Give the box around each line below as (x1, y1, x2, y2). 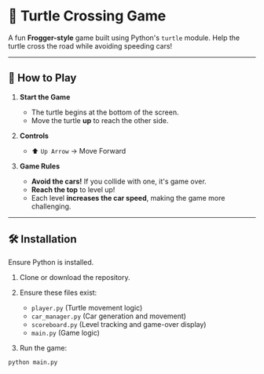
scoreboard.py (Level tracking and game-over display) (31, 319, 207, 329)
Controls (19, 131, 49, 140)
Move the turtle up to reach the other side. (31, 115, 169, 125)
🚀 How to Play (8, 71, 77, 85)
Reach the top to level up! (31, 184, 115, 194)
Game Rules (19, 161, 60, 171)
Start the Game (19, 92, 71, 101)
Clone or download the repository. (19, 272, 131, 281)
